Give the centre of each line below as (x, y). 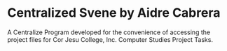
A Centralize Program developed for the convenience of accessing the (109, 32)
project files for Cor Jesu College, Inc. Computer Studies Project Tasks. (110, 39)
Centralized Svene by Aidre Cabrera (114, 13)
